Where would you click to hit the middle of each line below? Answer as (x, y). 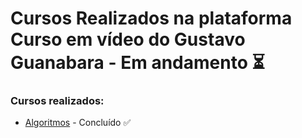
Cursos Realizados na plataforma (151, 18)
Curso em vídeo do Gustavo (128, 39)
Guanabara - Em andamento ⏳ (137, 63)
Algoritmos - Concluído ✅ (78, 123)
